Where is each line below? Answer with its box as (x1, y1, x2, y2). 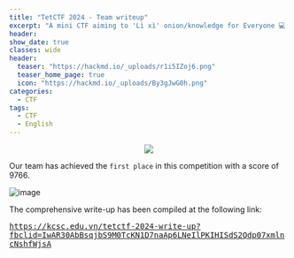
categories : (9, 87, 53, 95)
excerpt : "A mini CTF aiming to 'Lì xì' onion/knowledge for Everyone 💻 (9, 21, 286, 30)
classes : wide (9, 46, 62, 55)
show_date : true (9, 37, 69, 47)
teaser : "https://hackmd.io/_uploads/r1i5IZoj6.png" (17, 63, 216, 72)
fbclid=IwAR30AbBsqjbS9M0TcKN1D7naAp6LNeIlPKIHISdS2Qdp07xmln (9, 231, 285, 239)
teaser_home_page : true (17, 71, 104, 80)
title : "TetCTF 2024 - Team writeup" (9, 12, 149, 22)
